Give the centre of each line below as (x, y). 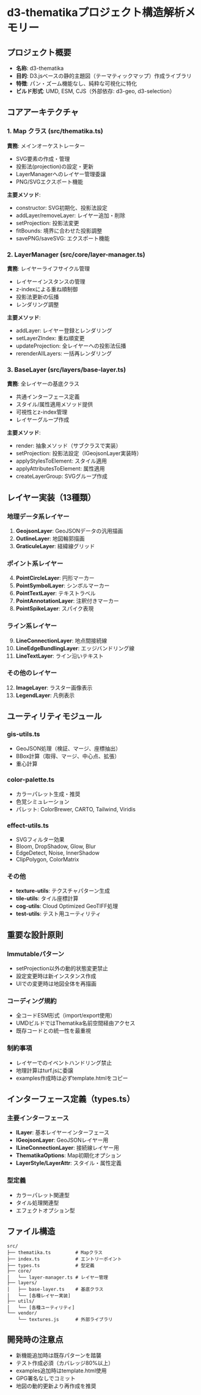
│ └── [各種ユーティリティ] (41, 1308)
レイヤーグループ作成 (42, 420)
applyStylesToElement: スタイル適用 (61, 461)
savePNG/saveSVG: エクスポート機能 (63, 238)
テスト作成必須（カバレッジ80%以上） (65, 1363)
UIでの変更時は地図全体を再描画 (56, 984)
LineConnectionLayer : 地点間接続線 (61, 641)
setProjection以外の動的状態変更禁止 (62, 969)
